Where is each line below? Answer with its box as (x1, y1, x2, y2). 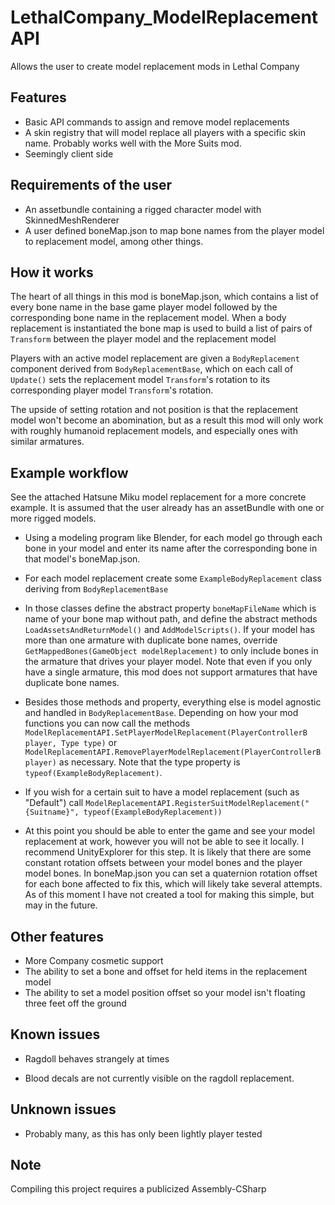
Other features (10, 928, 104, 945)
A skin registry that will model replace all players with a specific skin (24, 126, 306, 138)
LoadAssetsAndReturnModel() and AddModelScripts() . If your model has (24, 624, 315, 636)
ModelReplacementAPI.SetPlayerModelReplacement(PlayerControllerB (24, 728, 308, 738)
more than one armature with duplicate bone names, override (24, 634, 278, 646)
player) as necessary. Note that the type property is (24, 756, 241, 768)
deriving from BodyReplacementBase (24, 583, 169, 595)
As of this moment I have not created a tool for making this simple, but (24, 889, 315, 901)
